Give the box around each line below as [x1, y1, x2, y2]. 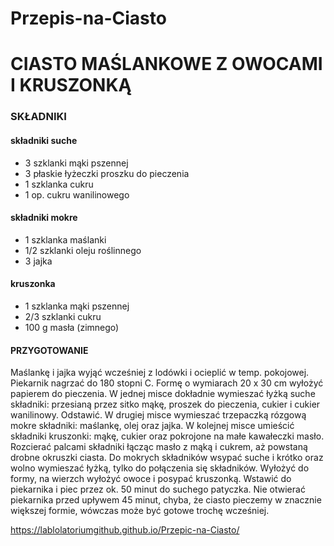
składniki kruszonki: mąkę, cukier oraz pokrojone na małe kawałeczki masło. [10, 430, 325, 442]
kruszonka [10, 278, 56, 290]
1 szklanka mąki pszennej [24, 300, 130, 312]
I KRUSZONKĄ [10, 74, 132, 97]
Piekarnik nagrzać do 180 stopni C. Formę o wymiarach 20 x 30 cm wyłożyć [10, 377, 324, 389]
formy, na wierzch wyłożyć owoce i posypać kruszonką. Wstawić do [10, 473, 292, 485]
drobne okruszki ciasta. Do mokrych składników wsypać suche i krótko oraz [10, 452, 324, 464]
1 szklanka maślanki [24, 233, 107, 246]
